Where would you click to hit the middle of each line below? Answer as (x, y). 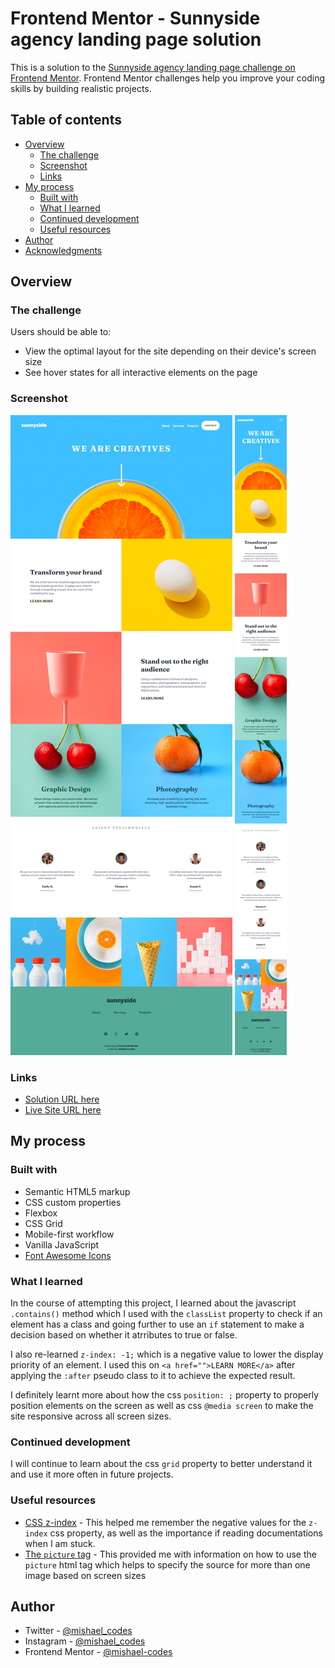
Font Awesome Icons (68, 1255)
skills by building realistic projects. (81, 88)
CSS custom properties (73, 1202)
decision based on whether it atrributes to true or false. (124, 1335)
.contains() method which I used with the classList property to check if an (166, 1314)
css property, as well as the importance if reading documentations (186, 1533)
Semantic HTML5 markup (77, 1191)
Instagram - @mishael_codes (85, 1641)
